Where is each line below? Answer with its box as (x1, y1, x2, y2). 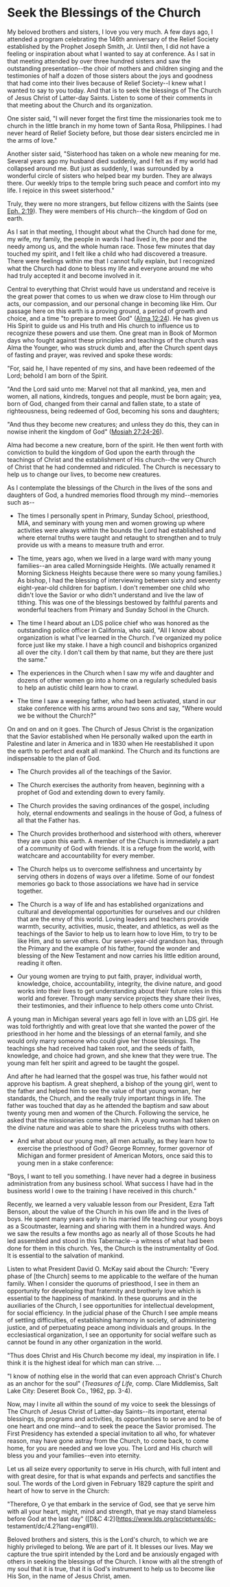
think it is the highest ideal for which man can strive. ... (7, 1358, 161, 1366)
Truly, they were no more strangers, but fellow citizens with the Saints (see (7, 199, 218, 208)
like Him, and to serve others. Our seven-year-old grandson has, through (16, 936, 223, 945)
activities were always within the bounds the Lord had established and (16, 526, 216, 534)
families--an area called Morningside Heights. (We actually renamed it (16, 561, 216, 569)
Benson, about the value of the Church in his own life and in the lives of (7, 1207, 209, 1215)
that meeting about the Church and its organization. (7, 101, 153, 109)
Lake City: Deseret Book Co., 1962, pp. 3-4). (7, 1386, 133, 1395)
